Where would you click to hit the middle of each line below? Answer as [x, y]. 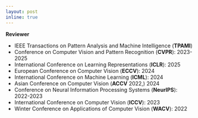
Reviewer [18, 34]
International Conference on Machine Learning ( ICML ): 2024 [89, 77]
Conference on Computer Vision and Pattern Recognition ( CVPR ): [95, 52]
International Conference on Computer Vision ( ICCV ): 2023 [87, 102]
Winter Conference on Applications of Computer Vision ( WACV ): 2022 [100, 109]
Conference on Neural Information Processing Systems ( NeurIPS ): [96, 90]
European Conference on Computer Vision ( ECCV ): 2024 [84, 71]
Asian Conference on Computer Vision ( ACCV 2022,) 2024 [87, 83]
